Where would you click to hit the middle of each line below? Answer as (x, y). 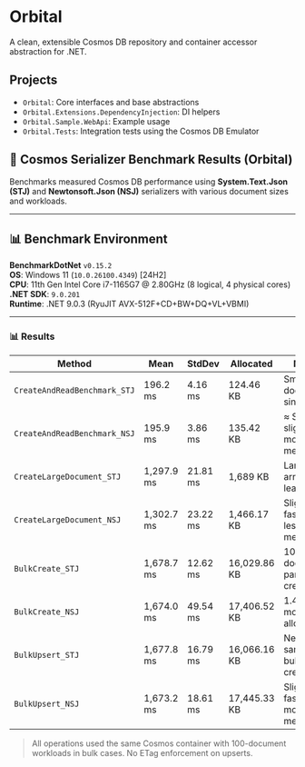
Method (75, 364)
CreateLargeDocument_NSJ (68, 519)
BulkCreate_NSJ (47, 612)
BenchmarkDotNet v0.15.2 (61, 265)
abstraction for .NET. (49, 51)
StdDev (203, 364)
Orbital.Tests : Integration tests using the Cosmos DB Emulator (141, 131)
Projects (34, 80)
